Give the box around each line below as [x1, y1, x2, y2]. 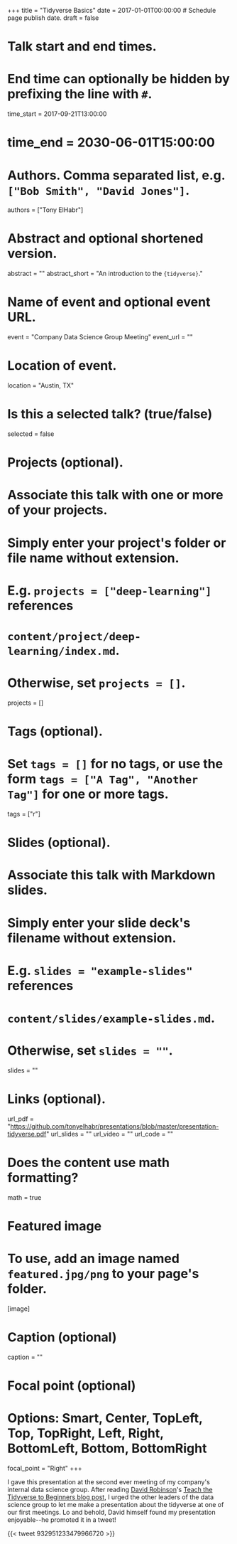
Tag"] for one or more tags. [7, 786, 169, 802]
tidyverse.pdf [7, 1129, 47, 1138]
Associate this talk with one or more [7, 487, 224, 504]
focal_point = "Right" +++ [7, 1464, 83, 1472]
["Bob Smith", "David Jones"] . [7, 182, 190, 198]
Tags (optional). [7, 723, 103, 740]
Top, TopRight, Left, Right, [7, 1425, 165, 1442]
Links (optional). [7, 1091, 106, 1107]
